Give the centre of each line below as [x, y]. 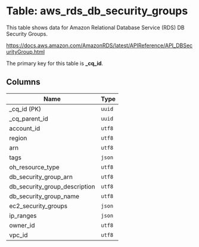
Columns [23, 82]
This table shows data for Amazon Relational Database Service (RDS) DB [95, 27]
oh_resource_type [34, 167]
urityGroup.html [26, 51]
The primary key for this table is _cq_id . [55, 63]
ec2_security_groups [38, 206]
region [18, 138]
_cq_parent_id [29, 119]
